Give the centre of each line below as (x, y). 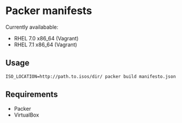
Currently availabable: (32, 27)
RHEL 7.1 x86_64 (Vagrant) (45, 45)
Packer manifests (49, 11)
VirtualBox (26, 115)
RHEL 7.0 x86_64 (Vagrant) (46, 38)
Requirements (32, 95)
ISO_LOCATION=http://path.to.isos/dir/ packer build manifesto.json (91, 76)
